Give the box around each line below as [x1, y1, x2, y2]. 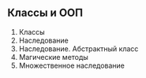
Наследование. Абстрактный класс [18, 43, 139, 54]
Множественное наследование [18, 61, 125, 70]
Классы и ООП [7, 6, 84, 20]
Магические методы [18, 52, 88, 61]
